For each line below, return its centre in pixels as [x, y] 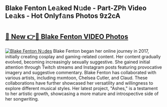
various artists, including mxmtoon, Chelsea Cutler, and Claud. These [76, 78]
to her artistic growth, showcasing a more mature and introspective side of [82, 94]
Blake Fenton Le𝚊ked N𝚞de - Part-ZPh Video [76, 8]
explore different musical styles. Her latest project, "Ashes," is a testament [81, 88]
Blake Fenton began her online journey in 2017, [101, 51]
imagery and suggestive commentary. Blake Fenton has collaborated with [81, 72]
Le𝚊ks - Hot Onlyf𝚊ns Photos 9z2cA [63, 16]
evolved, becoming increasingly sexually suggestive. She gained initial [78, 62]
